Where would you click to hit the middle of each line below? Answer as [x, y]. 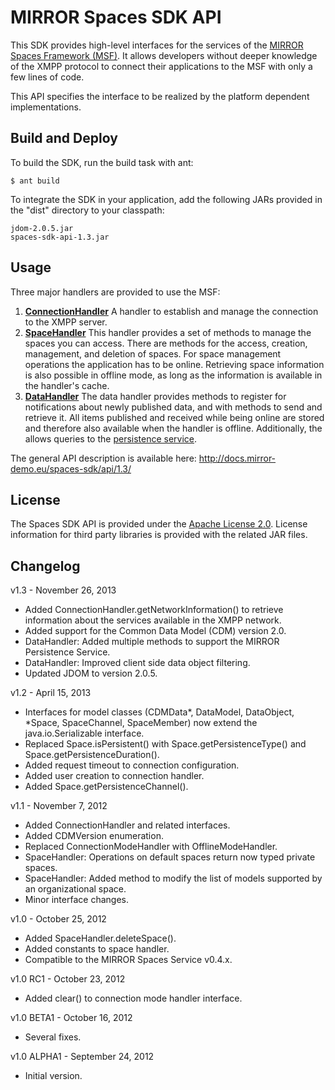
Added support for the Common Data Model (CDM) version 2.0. [155, 631]
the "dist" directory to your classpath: [87, 210]
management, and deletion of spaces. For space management [153, 353]
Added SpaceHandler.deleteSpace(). [100, 938]
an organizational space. [75, 889]
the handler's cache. [67, 385]
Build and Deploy [64, 138]
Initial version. [53, 1076]
